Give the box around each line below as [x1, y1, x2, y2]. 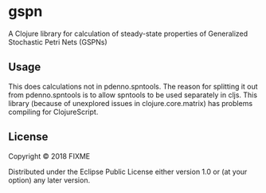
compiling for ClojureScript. [8, 107, 99, 116]
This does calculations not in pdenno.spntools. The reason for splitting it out [8, 81, 258, 91]
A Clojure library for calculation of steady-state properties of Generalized [8, 29, 248, 38]
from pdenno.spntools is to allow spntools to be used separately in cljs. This [8, 90, 257, 100]
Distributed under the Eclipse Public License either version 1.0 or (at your [8, 167, 248, 176]
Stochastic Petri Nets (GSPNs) [8, 37, 108, 46]
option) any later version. [8, 175, 90, 185]
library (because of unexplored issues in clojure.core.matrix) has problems [8, 98, 253, 108]
